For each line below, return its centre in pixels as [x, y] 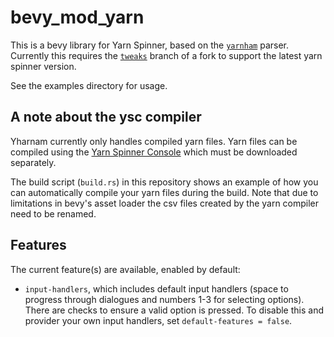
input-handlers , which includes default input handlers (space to [156, 288]
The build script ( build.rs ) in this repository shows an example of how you [164, 182]
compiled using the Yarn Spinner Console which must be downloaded [154, 152]
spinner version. [43, 66]
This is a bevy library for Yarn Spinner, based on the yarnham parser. [150, 45]
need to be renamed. [53, 213]
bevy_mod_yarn [77, 17]
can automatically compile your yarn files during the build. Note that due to [164, 192]
